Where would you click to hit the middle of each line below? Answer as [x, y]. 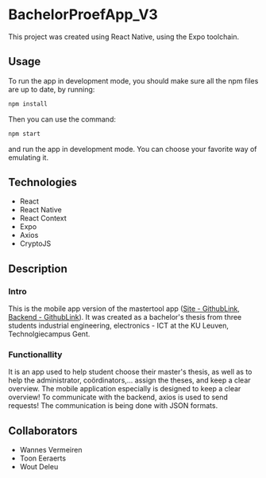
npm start [25, 134]
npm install [28, 104]
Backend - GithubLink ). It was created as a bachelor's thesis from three [125, 317]
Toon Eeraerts [42, 458]
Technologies [43, 182]
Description [38, 268]
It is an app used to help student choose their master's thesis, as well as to [130, 372]
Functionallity [35, 354]
